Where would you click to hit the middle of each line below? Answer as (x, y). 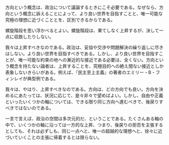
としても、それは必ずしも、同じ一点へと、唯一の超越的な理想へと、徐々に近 (84, 131)
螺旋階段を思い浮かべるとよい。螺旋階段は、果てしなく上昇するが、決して (82, 30)
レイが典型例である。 (36, 78)
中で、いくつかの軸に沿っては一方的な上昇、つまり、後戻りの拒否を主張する (84, 125)
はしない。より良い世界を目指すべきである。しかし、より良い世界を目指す (82, 53)
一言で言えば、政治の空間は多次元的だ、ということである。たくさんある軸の (84, 118)
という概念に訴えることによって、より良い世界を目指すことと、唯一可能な (86, 13)
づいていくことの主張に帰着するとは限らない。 (54, 137)
